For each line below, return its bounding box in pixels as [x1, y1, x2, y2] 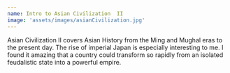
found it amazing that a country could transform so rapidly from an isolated [7, 50, 224, 59]
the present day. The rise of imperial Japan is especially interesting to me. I [7, 43, 224, 51]
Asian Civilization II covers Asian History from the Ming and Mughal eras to [7, 35, 222, 44]
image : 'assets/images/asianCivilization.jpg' [7, 17, 145, 24]
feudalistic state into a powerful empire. [7, 58, 122, 66]
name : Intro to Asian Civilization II [7, 10, 124, 17]
